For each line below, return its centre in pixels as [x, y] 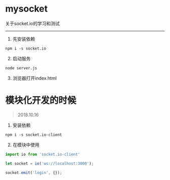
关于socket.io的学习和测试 [32, 23]
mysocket [27, 9]
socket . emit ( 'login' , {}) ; [34, 172]
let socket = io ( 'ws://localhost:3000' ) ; [50, 163]
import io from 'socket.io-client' [43, 154]
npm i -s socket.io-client [34, 134]
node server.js [21, 68]
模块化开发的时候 [41, 100]
